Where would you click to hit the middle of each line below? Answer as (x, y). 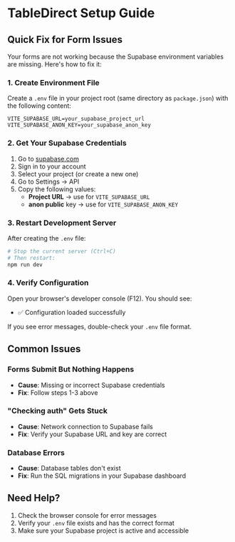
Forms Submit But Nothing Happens (71, 369)
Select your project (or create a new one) (78, 174)
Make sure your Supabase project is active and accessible (103, 531)
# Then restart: (31, 258)
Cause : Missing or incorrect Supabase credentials (91, 385)
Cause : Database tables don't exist (69, 468)
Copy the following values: (57, 189)
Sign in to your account (52, 166)
